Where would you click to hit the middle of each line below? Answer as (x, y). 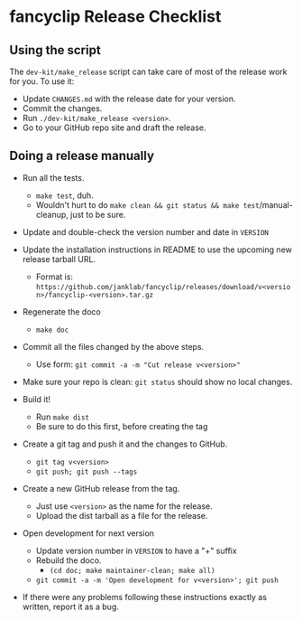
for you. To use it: (42, 81)
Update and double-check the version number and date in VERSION (145, 231)
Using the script (55, 50)
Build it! (37, 399)
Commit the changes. (62, 108)
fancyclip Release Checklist (115, 17)
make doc (52, 330)
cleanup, (52, 214)
